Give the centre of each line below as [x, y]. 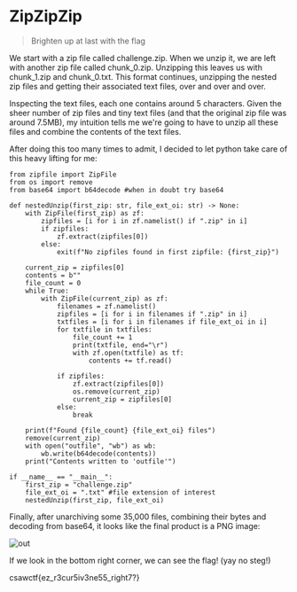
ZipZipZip [46, 16]
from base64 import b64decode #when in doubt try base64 [117, 190]
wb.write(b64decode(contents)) [99, 454]
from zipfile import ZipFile [63, 175]
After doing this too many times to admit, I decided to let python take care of [148, 149]
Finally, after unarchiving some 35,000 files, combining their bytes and [138, 517]
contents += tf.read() [130, 361]
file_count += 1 [102, 337]
